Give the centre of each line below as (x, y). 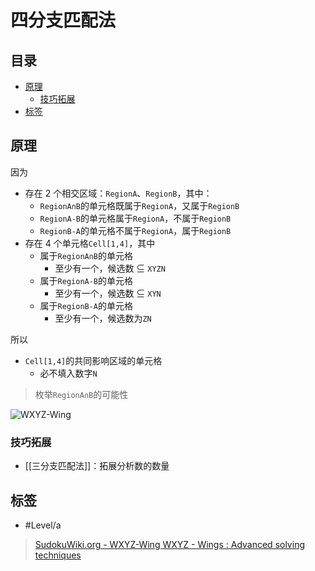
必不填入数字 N (68, 373)
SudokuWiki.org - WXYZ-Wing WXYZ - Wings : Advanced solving (169, 544)
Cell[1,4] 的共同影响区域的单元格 (93, 360)
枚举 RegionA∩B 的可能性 (81, 394)
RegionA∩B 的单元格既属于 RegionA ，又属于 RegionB (139, 205)
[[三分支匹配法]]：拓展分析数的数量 (97, 466)
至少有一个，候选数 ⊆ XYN (108, 293)
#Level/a (43, 525)
